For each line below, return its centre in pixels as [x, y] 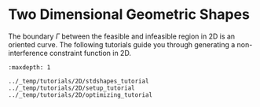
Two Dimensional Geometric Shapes [129, 15]
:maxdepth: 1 [29, 67]
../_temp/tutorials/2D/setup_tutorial [71, 88]
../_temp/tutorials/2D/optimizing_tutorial [81, 95]
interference [28, 53]
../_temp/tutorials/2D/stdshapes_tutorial [79, 81]
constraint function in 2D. [91, 53]
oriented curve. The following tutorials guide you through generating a [122, 44]
